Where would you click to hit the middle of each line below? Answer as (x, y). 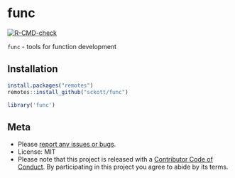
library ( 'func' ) (31, 105)
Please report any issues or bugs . (67, 145)
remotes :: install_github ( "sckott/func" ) (68, 92)
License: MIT (37, 152)
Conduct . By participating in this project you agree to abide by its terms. (123, 167)
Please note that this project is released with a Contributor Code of (115, 159)
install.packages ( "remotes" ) (50, 85)
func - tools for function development (62, 46)
